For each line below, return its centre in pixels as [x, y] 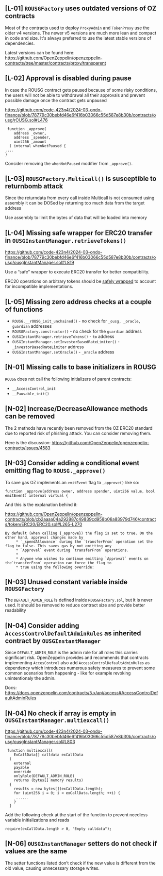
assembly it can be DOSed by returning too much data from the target [75, 203]
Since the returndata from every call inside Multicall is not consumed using [80, 198]
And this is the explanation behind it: [41, 505]
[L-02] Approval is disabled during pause [68, 78]
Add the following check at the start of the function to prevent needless [76, 815]
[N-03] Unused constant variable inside [66, 582]
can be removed [30, 416]
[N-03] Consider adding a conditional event [72, 463]
